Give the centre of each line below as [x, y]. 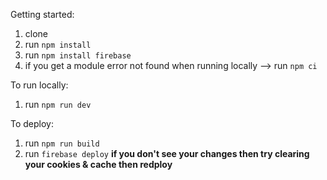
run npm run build [62, 143]
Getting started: [42, 14]
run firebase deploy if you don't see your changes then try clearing [167, 153]
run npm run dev [58, 104]
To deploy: [32, 123]
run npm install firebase [78, 55]
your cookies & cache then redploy [98, 164]
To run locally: [39, 85]
